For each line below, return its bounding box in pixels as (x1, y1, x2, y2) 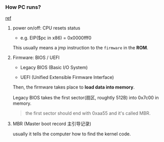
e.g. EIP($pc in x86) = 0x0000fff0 (20, 35, 92, 41)
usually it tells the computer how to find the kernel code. (12, 131, 131, 137)
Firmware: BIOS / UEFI (12, 54, 60, 61)
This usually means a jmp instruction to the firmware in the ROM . (12, 45, 149, 51)
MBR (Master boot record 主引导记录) (12, 121, 92, 127)
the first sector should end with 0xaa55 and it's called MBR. (25, 110, 151, 117)
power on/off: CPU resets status (12, 25, 80, 31)
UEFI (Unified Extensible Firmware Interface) (20, 74, 114, 80)
